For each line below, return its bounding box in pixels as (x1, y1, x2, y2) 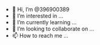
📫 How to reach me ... (12, 32, 68, 39)
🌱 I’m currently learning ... (12, 19, 77, 26)
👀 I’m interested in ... (12, 12, 64, 19)
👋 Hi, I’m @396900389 (12, 6, 70, 13)
